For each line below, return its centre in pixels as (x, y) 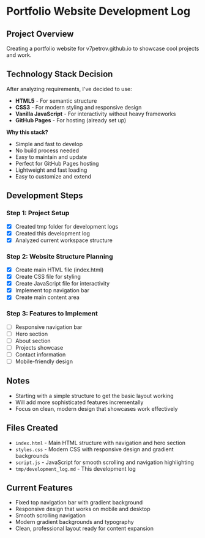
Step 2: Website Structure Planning (60, 256)
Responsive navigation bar (49, 327)
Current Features (40, 488)
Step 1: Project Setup (38, 213)
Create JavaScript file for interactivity (62, 284)
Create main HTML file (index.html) (59, 270)
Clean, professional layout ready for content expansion (84, 529)
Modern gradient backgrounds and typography (74, 522)
